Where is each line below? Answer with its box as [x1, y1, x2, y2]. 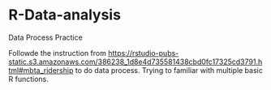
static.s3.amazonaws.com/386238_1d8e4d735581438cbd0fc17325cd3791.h [8, 57, 263, 66]
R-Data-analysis [8, 6, 122, 24]
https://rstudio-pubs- [108, 48, 179, 58]
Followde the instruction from [8, 48, 107, 58]
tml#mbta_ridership [8, 65, 74, 75]
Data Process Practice [8, 32, 83, 42]
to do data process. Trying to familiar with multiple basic [75, 65, 264, 75]
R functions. [8, 74, 49, 84]
